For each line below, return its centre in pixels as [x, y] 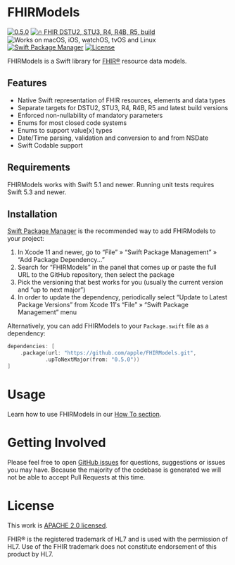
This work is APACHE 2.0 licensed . [57, 525]
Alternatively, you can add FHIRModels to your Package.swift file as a [108, 326]
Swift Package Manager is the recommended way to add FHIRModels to [112, 231]
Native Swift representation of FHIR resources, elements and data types [122, 100]
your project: [26, 239]
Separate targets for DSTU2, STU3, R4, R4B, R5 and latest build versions [123, 107]
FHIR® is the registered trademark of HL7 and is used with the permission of [118, 539]
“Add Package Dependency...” [61, 260]
